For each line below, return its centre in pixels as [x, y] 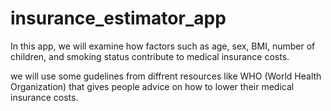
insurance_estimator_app [118, 18]
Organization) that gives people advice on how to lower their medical [152, 86]
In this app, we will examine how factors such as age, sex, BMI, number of [163, 46]
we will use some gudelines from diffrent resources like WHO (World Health [166, 76]
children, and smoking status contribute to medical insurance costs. [150, 56]
